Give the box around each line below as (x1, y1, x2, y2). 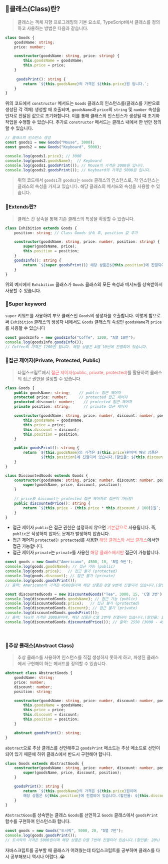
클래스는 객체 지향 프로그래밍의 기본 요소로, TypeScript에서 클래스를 (17, 19, 151, 25)
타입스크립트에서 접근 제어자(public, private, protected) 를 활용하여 (17, 369, 149, 375)
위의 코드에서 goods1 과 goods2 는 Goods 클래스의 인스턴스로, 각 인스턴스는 (17, 177, 160, 183)
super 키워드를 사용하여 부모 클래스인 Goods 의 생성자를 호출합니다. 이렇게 (5, 312, 147, 318)
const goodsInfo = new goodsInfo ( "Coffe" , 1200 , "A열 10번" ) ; (5, 335, 135, 340)
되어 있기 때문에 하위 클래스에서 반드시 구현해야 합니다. (5, 751, 112, 757)
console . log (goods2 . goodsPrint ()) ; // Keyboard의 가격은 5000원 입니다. (5, 167, 151, 172)
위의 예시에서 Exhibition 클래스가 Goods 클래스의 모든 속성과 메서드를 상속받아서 (5, 281, 163, 287)
